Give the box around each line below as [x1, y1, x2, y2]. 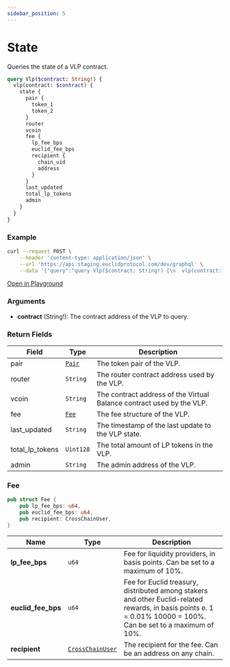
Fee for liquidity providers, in [123, 549, 216, 558]
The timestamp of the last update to [97, 420, 212, 430]
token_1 [31, 101, 53, 109]
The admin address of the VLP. [97, 460, 196, 470]
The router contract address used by [97, 370, 214, 380]
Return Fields [7, 329, 53, 339]
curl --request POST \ [7, 248, 72, 255]
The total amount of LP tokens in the [97, 440, 214, 450]
